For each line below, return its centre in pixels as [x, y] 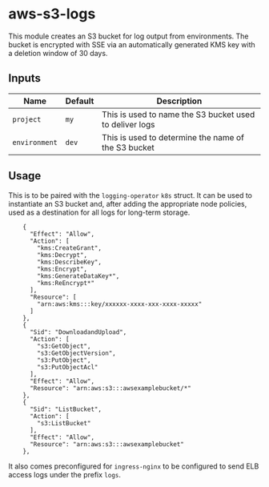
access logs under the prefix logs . [65, 474]
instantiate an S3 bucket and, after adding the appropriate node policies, [128, 203]
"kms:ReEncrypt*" [66, 283]
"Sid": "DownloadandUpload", [78, 332]
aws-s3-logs [52, 14]
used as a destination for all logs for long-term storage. [99, 212]
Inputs [25, 78]
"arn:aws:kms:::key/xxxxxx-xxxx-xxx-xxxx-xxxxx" [120, 304]
